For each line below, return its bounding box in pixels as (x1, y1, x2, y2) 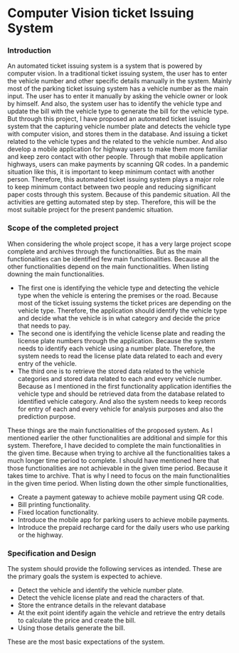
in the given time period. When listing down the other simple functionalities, (7, 479, 229, 487)
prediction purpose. (17, 412, 76, 421)
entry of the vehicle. (17, 359, 77, 367)
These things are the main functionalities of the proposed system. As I (7, 426, 213, 434)
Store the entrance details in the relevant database (17, 601, 166, 610)
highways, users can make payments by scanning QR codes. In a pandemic (7, 160, 229, 169)
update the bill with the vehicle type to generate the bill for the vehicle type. (7, 107, 229, 115)
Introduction (7, 46, 51, 56)
